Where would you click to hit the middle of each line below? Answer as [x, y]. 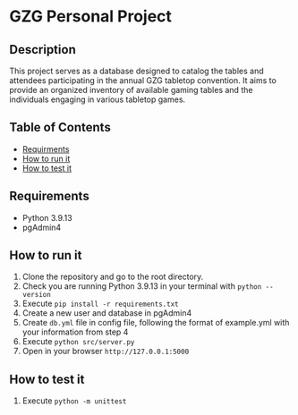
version [36, 295]
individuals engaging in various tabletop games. [98, 99]
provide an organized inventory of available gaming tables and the [131, 90]
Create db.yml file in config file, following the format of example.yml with [156, 323]
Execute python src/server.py [78, 342]
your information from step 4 [75, 332]
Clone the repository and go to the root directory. [113, 277]
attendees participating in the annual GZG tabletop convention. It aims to [143, 80]
